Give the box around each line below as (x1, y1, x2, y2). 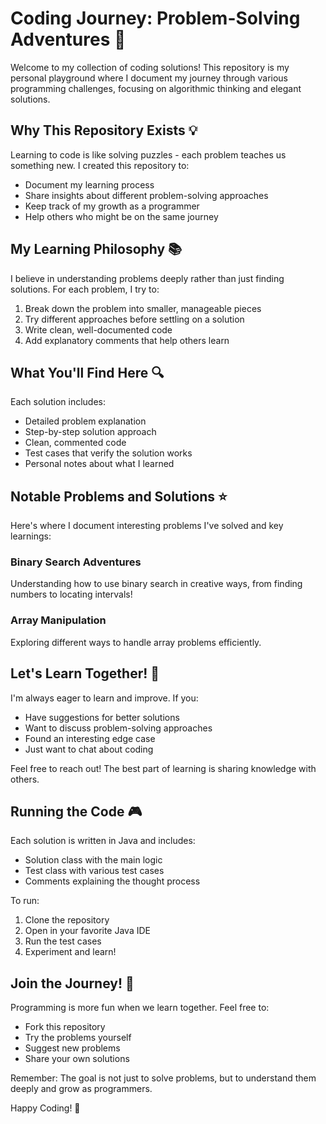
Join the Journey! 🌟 (10, 975, 135, 992)
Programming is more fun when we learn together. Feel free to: (10, 1002, 270, 1014)
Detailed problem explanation (24, 415, 147, 427)
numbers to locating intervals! (10, 588, 133, 601)
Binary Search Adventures (10, 555, 142, 569)
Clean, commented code (24, 437, 127, 449)
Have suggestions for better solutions (24, 711, 180, 723)
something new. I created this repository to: (10, 159, 190, 171)
